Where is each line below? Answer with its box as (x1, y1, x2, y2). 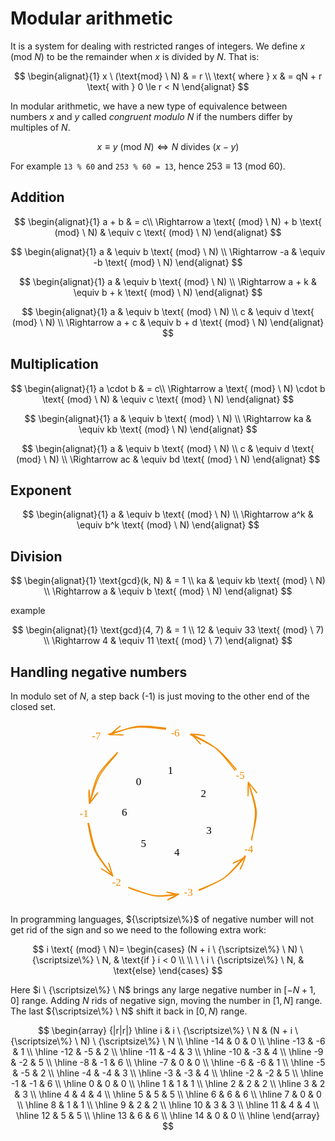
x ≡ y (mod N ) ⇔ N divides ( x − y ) (96, 140, 240, 152)
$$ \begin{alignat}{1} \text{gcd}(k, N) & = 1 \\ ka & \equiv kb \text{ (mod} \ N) (10, 575, 326, 587)
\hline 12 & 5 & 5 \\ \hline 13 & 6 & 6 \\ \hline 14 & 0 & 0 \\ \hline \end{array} (15, 1109, 321, 1121)
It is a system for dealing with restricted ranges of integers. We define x (10, 40, 306, 52)
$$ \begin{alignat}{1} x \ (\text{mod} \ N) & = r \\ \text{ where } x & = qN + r (13, 70, 323, 82)
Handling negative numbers (10, 663, 188, 681)
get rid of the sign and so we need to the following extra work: (10, 923, 267, 936)
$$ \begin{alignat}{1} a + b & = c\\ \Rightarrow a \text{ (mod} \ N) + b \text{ (14, 215, 322, 227)
